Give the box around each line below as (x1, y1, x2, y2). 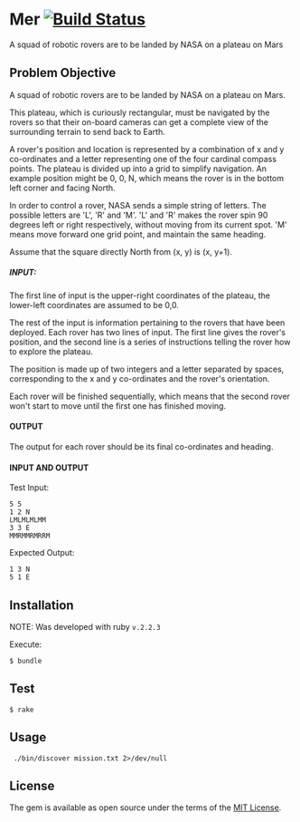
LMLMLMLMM (9, 516, 47, 525)
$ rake (9, 705, 34, 714)
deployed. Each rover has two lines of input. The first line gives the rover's (9, 326, 286, 337)
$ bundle (9, 656, 42, 665)
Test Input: (9, 482, 50, 493)
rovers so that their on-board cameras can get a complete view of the (9, 116, 269, 127)
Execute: (9, 639, 42, 650)
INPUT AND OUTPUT (9, 462, 89, 473)
